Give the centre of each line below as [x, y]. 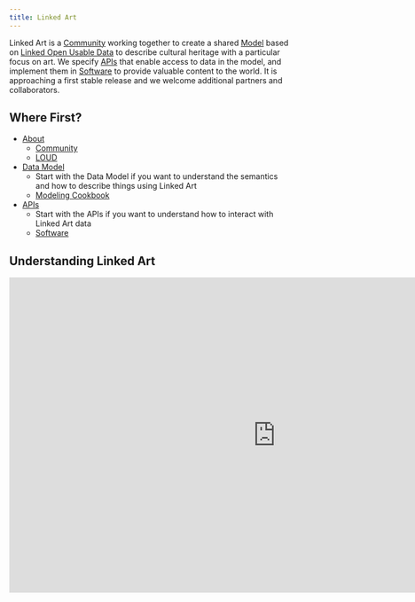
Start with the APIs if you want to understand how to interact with [154, 215]
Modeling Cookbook [72, 195]
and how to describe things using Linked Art [116, 186]
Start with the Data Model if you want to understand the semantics [157, 176]
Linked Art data [63, 223]
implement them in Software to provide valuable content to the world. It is [143, 71]
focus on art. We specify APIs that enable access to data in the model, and [145, 61]
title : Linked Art [43, 17]
